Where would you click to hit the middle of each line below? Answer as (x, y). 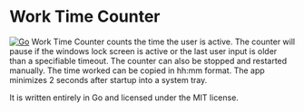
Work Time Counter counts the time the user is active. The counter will (163, 42)
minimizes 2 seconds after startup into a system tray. (108, 79)
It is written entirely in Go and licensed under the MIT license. (124, 98)
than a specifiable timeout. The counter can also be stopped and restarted (148, 61)
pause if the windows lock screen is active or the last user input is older (143, 51)
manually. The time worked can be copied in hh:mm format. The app (137, 70)
